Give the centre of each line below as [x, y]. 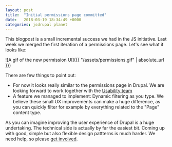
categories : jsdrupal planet [36, 24]
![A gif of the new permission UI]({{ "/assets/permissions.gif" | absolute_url [85, 60]
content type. [27, 113]
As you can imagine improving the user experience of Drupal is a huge [80, 123]
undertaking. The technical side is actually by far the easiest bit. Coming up [85, 128]
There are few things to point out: [41, 76]
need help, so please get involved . [42, 139]
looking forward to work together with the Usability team [72, 91]
